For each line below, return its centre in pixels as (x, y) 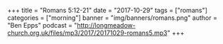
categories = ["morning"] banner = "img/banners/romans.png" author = (113, 18)
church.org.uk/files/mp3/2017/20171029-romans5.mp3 (87, 33)
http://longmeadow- (107, 25)
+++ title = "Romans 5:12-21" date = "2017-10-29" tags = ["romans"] (108, 10)
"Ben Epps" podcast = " (42, 25)
